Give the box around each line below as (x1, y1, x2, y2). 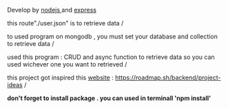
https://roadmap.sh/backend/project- (114, 73, 221, 82)
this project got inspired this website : (7, 73, 114, 82)
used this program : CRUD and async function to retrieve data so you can (7, 53, 215, 61)
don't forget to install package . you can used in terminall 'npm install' (7, 94, 211, 102)
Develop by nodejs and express (7, 6, 96, 14)
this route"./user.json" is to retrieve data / (7, 19, 124, 27)
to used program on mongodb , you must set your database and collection (7, 32, 218, 40)
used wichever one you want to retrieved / (7, 60, 127, 68)
